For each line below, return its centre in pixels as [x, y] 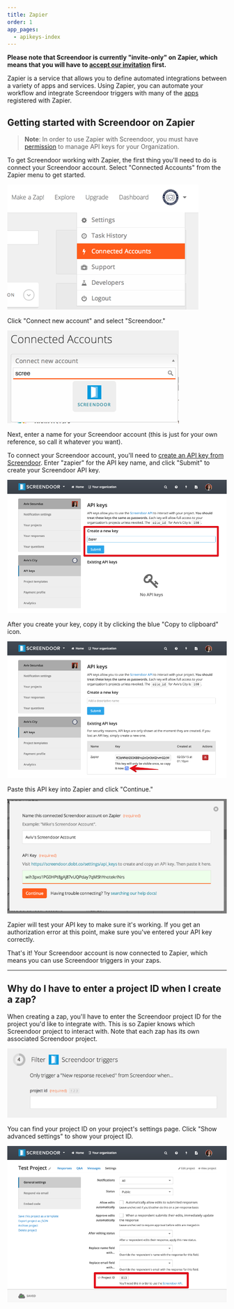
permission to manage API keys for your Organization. [102, 147]
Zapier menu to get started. [46, 175]
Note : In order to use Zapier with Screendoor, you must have [111, 139]
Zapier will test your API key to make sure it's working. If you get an [104, 924]
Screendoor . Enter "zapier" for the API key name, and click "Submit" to [109, 463]
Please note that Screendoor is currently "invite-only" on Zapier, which [112, 57]
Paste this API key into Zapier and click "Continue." [80, 789]
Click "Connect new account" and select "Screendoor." [86, 321]
